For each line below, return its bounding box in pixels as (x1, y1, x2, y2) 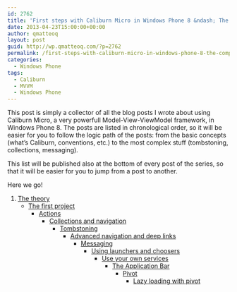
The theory (17, 195, 50, 203)
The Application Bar (111, 262, 170, 270)
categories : (7, 56, 42, 63)
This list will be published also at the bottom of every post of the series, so (7, 159, 224, 168)
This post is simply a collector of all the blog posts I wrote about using (7, 109, 211, 117)
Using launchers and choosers (91, 247, 181, 255)
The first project (28, 202, 75, 210)
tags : (7, 69, 23, 76)
